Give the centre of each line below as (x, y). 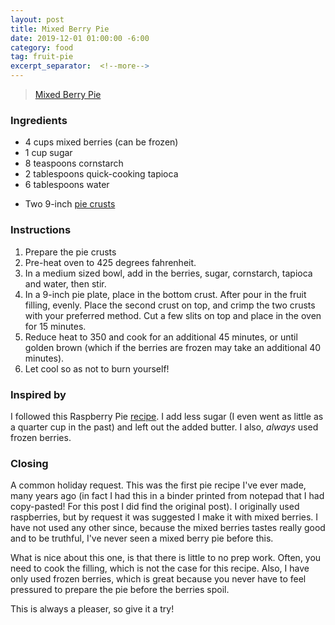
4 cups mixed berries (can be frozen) (101, 142)
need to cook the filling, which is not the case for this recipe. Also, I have (160, 568)
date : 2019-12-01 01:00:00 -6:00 (80, 38)
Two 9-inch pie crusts (70, 204)
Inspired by (38, 394)
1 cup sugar (48, 153)
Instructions (41, 230)
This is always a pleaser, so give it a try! (92, 609)
